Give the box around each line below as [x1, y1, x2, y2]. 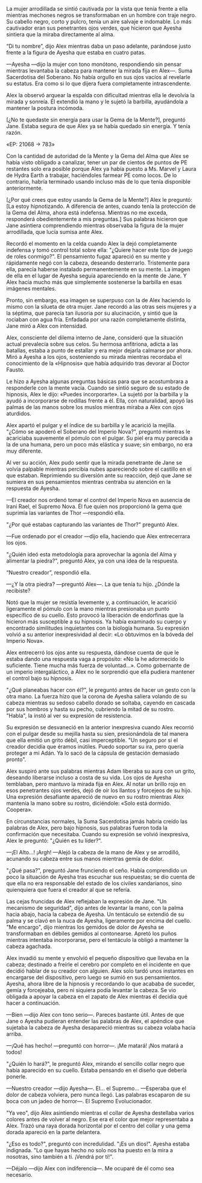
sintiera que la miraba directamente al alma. [6, 31, 115, 38]
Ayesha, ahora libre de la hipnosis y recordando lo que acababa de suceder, [6, 980, 195, 987]
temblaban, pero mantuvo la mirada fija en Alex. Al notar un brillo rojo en [6, 781, 186, 787]
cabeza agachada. [6, 943, 52, 950]
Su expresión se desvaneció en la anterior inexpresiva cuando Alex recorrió [6, 724, 194, 730]
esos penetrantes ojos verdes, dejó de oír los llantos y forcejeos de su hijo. [6, 787, 192, 794]
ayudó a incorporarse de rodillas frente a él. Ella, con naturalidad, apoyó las [6, 397, 194, 404]
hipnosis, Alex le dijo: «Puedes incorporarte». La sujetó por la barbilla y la [6, 391, 189, 398]
